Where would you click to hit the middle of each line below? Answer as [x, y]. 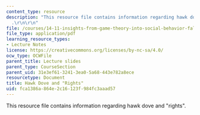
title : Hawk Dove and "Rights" [45, 84]
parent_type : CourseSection [41, 67]
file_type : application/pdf [41, 34]
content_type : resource [36, 12]
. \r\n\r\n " [25, 23]
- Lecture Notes [26, 45]
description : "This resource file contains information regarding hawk [97, 17]
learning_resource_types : [38, 39]
